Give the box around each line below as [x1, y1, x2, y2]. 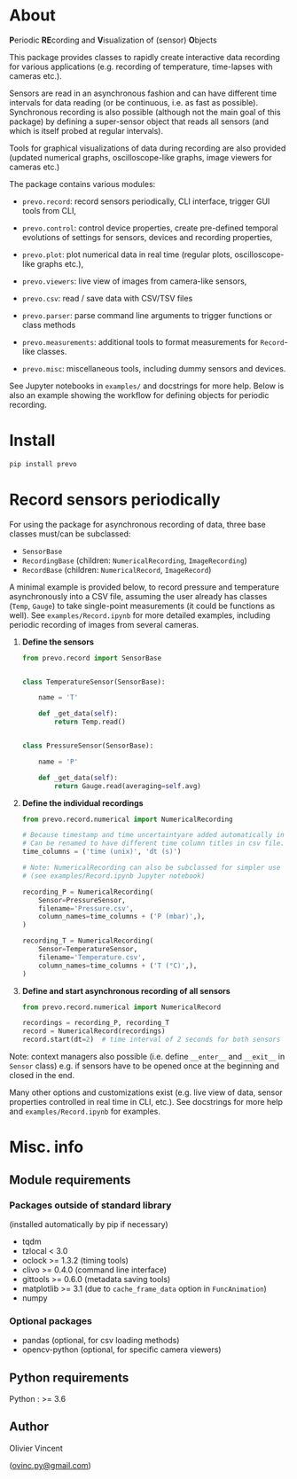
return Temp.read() [54, 717, 126, 727]
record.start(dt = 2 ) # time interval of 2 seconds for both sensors [21, 1035, 281, 1045]
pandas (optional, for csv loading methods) [21, 1335, 180, 1346]
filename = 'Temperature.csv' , [38, 952, 146, 962]
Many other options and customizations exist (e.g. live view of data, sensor [9, 1087, 284, 1098]
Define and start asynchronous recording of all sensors [21, 985, 231, 996]
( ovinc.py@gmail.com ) [9, 1459, 91, 1470]
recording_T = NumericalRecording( [21, 936, 154, 945]
